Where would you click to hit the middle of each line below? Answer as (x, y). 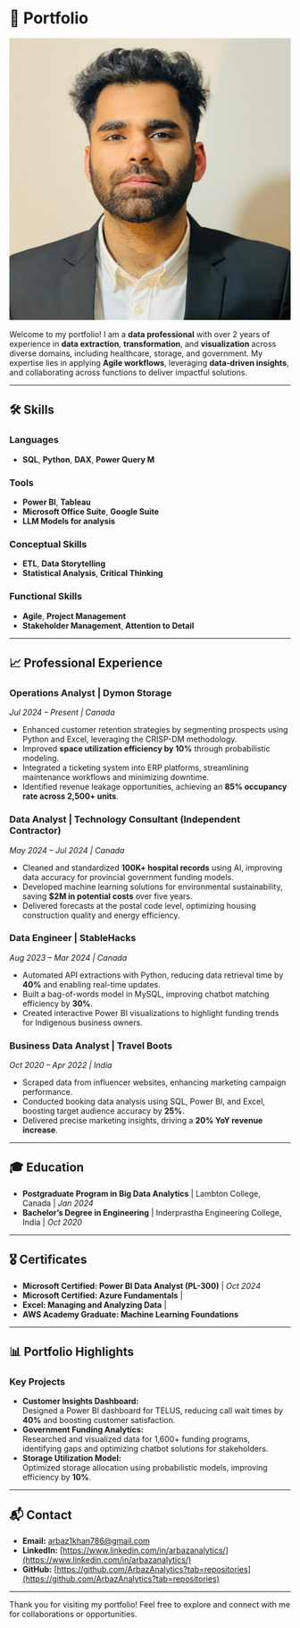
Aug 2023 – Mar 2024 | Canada (68, 957)
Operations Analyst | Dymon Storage (91, 692)
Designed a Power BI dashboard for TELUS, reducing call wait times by (153, 1411)
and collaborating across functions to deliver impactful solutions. (129, 372)
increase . (40, 1130)
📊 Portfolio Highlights (72, 1352)
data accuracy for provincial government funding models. (128, 877)
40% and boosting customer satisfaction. (99, 1420)
